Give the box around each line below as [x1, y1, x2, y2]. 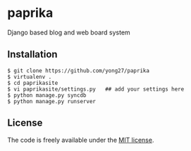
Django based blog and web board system [7, 28, 130, 37]
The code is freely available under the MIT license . [7, 136, 154, 144]
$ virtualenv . [7, 73, 52, 80]
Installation [7, 48, 58, 60]
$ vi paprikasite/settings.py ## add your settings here [7, 86, 185, 93]
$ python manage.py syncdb [7, 91, 87, 99]
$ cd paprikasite [7, 79, 58, 86]
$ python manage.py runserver [7, 98, 97, 105]
